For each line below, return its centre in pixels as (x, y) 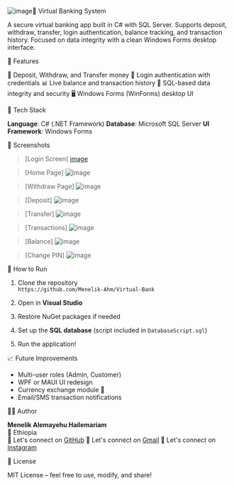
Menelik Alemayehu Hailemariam (57, 425)
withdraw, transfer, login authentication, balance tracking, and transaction (115, 32)
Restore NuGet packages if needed (69, 317)
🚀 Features (23, 61)
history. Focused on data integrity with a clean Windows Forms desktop (112, 40)
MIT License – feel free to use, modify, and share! (80, 475)
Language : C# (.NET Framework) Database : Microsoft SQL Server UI (108, 124)
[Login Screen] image (56, 159)
